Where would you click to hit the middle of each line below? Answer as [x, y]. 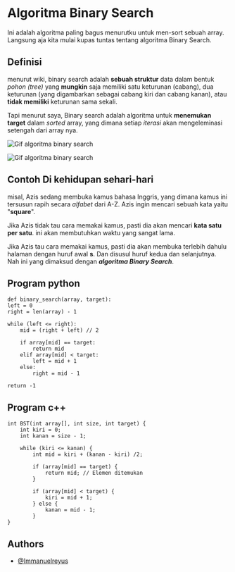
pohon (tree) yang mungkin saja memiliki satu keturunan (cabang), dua [110, 87]
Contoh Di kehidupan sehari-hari [81, 180]
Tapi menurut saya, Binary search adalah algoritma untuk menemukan [109, 115]
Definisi [25, 62]
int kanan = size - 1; [53, 436]
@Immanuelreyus [43, 561]
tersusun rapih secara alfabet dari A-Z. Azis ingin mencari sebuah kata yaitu [118, 204]
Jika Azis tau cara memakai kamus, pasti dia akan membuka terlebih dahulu [117, 246]
